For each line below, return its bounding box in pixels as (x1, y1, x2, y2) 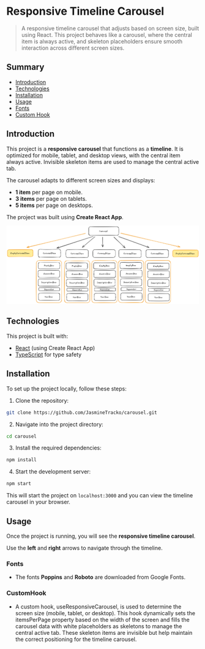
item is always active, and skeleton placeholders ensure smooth (21, 37, 182, 45)
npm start (6, 481, 32, 487)
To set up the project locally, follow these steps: (6, 385, 127, 392)
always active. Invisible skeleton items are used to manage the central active (6, 158, 199, 165)
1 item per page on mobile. (15, 188, 83, 196)
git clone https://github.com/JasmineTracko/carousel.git (6, 410, 157, 416)
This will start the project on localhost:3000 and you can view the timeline (6, 492, 193, 499)
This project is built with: (6, 332, 69, 340)
